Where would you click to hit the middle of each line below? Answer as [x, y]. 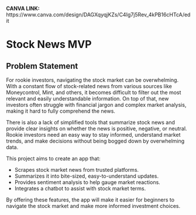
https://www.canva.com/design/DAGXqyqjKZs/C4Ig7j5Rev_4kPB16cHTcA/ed [98, 15]
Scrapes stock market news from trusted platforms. [77, 170]
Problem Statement [42, 66]
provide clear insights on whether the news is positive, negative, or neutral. [97, 129]
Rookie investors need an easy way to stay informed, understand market [93, 135]
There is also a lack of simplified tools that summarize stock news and [91, 122]
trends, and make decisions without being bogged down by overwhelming [95, 141]
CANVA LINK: [23, 8]
